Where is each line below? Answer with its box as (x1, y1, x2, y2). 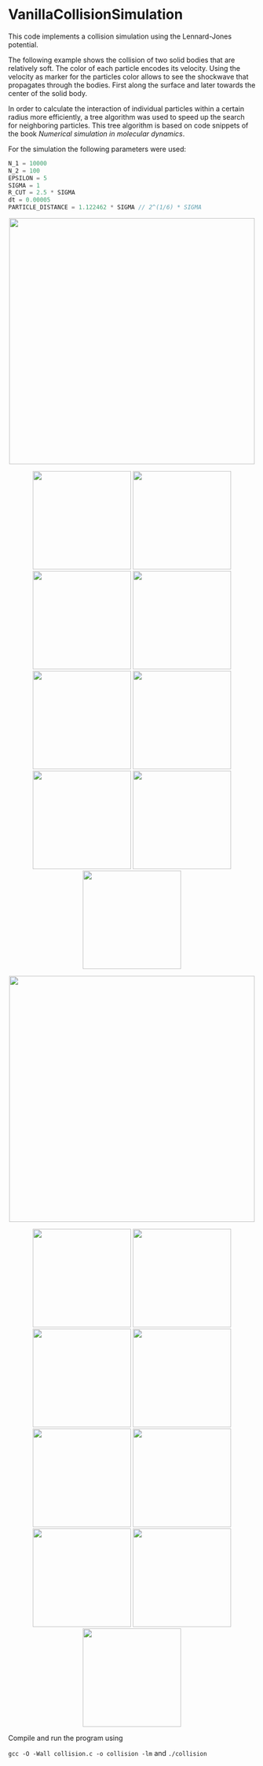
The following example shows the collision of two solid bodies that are (8, 55, 236, 65)
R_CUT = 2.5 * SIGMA (8, 189, 76, 197)
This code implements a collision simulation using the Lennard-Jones (8, 31, 232, 41)
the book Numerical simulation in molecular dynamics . (8, 128, 185, 139)
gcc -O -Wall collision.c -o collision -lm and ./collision (8, 1749, 207, 1758)
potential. (8, 39, 39, 49)
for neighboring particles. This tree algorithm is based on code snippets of (8, 120, 249, 130)
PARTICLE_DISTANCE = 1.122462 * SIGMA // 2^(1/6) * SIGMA (8, 203, 202, 212)
